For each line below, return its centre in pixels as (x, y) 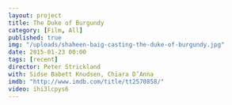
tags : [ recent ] (33, 60)
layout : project (35, 15)
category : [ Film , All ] (46, 30)
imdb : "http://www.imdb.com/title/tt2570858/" (86, 81)
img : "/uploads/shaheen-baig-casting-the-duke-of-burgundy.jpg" (116, 45)
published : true (35, 37)
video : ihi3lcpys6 (38, 89)
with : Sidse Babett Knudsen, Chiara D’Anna (81, 74)
